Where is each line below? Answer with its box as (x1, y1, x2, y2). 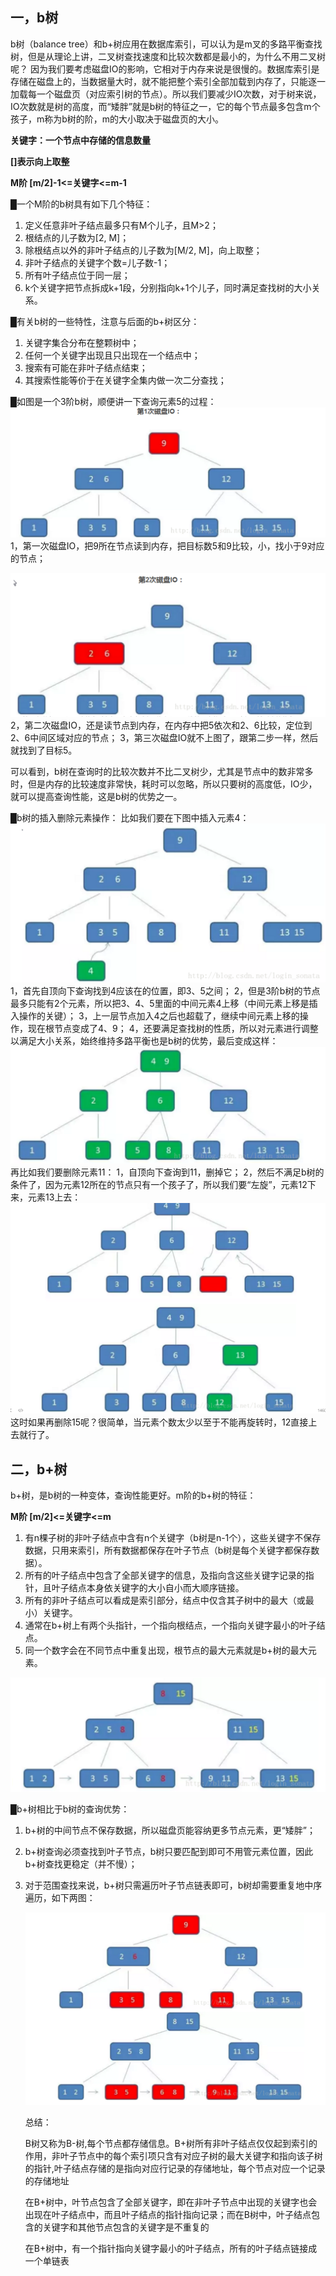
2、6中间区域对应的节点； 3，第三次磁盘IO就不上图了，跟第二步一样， (10, 732, 302, 744)
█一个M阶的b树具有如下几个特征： (10, 198, 153, 210)
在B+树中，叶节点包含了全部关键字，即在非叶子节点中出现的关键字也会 (24, 2196, 318, 2208)
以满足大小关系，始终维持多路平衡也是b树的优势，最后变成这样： (10, 1034, 279, 1047)
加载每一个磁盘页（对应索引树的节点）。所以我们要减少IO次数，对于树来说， (10, 88, 322, 100)
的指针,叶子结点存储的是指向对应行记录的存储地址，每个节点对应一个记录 (24, 2162, 326, 2174)
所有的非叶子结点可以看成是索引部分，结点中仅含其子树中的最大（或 (24, 1594, 306, 1607)
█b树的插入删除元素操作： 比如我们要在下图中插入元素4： (10, 812, 250, 824)
